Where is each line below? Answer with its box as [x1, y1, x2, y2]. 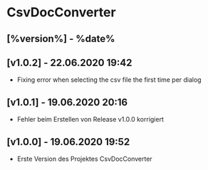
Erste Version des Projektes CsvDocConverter [16, 154, 152, 164]
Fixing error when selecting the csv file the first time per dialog [16, 75, 202, 84]
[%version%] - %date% [6, 33, 115, 45]
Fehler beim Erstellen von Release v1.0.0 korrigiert [16, 115, 165, 124]
